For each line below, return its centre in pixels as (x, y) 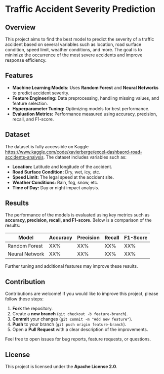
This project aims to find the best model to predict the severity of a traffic (80, 39)
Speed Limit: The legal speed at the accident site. (63, 177)
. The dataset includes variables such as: (85, 157)
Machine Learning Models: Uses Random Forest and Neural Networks (85, 87)
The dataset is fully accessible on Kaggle (47, 146)
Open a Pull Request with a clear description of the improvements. (80, 330)
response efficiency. (26, 60)
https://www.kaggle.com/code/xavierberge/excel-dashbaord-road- (74, 152)
